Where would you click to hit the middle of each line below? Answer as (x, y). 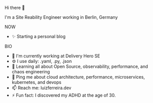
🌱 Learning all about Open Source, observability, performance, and (80, 66)
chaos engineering (31, 72)
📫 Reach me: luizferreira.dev (41, 88)
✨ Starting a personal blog (38, 36)
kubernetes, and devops (37, 82)
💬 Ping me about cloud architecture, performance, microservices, (78, 77)
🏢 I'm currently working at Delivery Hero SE (56, 56)
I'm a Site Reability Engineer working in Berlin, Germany (61, 17)
